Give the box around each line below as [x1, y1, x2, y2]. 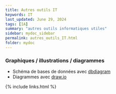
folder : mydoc [5, 40, 35, 45]
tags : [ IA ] [5, 21, 28, 27]
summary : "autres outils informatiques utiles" [5, 26, 107, 31]
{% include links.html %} [5, 84, 56, 90]
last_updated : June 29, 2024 [5, 17, 67, 22]
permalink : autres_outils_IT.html [5, 36, 78, 41]
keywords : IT [5, 12, 33, 17]
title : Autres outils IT [5, 7, 57, 13]
